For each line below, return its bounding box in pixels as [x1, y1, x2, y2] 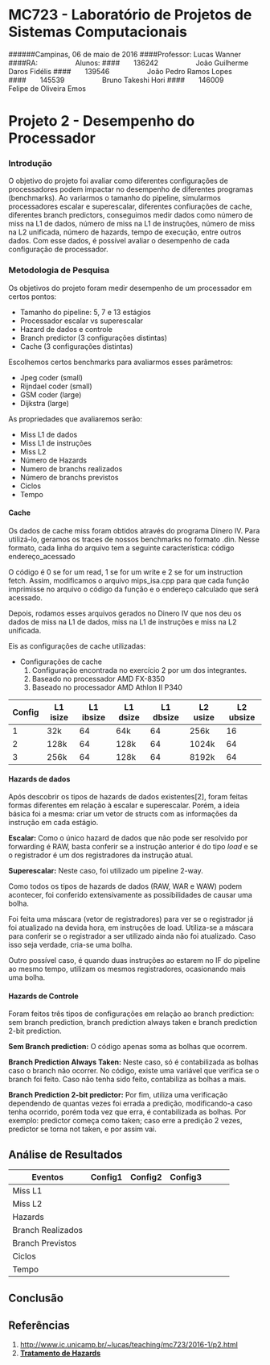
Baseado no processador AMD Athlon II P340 [31, 682, 183, 692]
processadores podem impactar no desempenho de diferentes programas [8, 185, 254, 194]
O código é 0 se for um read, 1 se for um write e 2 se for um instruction [8, 566, 243, 577]
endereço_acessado [8, 551, 76, 561]
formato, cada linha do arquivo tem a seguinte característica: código [8, 542, 235, 553]
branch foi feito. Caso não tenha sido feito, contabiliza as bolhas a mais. [8, 1074, 247, 1085]
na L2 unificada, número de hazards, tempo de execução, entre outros [8, 227, 242, 237]
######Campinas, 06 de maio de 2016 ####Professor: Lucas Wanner [8, 49, 241, 59]
